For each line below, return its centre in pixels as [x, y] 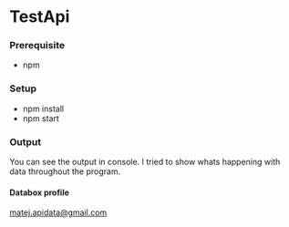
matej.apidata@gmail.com [58, 212]
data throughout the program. [65, 171]
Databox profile [40, 192]
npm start [41, 118]
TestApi [40, 17]
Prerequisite [37, 46]
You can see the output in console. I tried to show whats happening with [145, 162]
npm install [43, 108]
